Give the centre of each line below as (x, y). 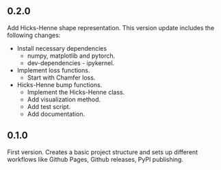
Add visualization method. (64, 99)
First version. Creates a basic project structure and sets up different (103, 152)
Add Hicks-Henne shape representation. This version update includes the (111, 27)
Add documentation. (56, 114)
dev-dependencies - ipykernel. (71, 63)
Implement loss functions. (53, 70)
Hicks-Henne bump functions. (60, 84)
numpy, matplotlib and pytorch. (71, 56)
